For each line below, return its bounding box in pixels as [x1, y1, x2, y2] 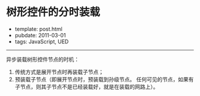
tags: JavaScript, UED [14, 38, 69, 45]
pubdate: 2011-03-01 [14, 31, 66, 39]
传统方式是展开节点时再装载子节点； [14, 68, 104, 75]
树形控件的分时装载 [6, 5, 101, 19]
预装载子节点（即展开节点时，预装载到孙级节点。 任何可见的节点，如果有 [14, 75, 194, 83]
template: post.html [14, 25, 62, 33]
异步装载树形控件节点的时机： [6, 56, 79, 63]
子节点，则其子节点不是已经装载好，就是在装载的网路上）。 [14, 83, 159, 90]
